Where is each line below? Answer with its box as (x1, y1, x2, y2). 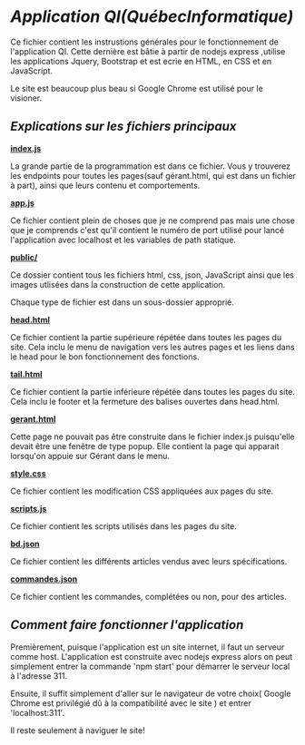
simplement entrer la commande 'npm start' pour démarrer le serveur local (10, 661, 290, 671)
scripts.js (10, 503, 47, 514)
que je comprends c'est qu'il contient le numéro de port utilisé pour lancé (10, 224, 285, 235)
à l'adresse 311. (10, 670, 67, 681)
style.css (10, 467, 46, 478)
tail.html (10, 368, 43, 379)
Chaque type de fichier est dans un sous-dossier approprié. (10, 297, 234, 308)
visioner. (10, 93, 43, 103)
